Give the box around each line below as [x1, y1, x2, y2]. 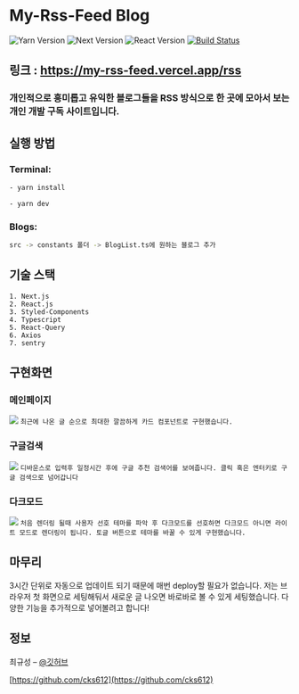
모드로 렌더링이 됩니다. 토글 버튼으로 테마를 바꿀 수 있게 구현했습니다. [19, 528, 246, 537]
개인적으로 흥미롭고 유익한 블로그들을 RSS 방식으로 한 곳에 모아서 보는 [9, 92, 290, 104]
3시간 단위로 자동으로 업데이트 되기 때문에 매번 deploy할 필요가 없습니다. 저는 [9, 580, 279, 591]
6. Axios [9, 331, 42, 340]
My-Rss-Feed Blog [9, 5, 150, 26]
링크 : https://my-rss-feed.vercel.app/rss [9, 63, 242, 78]
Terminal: [9, 162, 52, 175]
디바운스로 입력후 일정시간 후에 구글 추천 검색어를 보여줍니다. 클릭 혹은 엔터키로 [20, 463, 278, 473]
